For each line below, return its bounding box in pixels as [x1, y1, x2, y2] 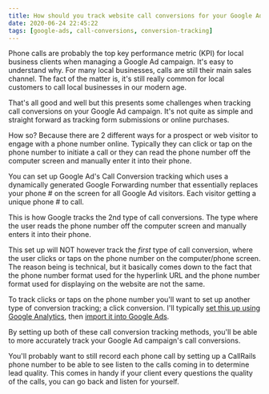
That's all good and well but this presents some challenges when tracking [8, 98, 251, 108]
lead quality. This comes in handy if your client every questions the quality [8, 368, 254, 378]
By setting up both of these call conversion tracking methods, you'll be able [8, 328, 258, 337]
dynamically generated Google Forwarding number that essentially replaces [8, 180, 259, 190]
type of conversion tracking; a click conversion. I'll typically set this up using [8, 304, 261, 313]
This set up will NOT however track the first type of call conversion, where [8, 245, 254, 255]
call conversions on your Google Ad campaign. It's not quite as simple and [8, 107, 254, 116]
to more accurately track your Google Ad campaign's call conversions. [8, 336, 241, 345]
